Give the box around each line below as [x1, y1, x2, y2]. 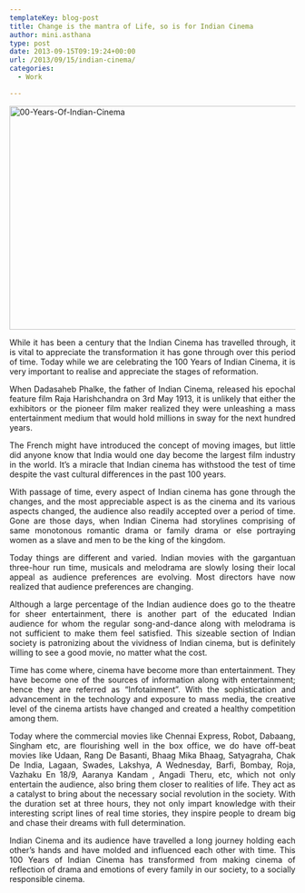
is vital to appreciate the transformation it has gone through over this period [9, 346, 296, 357]
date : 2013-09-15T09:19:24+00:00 [9, 47, 136, 56]
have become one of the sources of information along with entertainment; [9, 674, 296, 685]
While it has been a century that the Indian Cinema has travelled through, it [9, 337, 296, 348]
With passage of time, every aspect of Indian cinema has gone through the [9, 486, 296, 497]
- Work [17, 73, 43, 82]
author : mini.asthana [9, 30, 92, 39]
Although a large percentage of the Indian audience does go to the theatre [9, 599, 296, 610]
